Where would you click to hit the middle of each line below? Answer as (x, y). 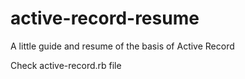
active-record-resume (105, 18)
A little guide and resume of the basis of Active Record (122, 46)
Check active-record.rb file (66, 65)
